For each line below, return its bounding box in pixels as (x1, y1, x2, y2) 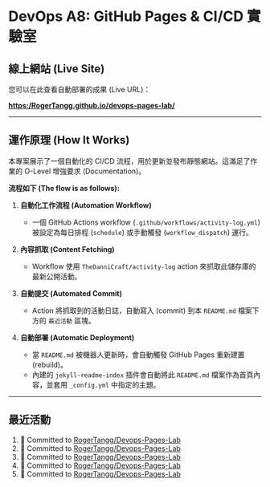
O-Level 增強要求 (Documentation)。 (23, 166, 146, 176)
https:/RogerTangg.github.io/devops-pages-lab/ (8, 101, 175, 110)
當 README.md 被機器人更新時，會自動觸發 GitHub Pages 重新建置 (31, 350, 245, 359)
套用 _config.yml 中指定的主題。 (53, 379, 161, 389)
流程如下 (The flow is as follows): (8, 183, 121, 193)
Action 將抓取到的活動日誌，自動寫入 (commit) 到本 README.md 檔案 (31, 306, 253, 315)
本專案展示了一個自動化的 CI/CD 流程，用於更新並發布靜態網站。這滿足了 (8, 156, 251, 165)
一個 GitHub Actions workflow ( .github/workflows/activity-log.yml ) (31, 217, 261, 227)
